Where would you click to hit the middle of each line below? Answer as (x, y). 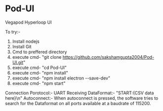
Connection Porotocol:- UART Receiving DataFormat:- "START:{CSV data (80, 93)
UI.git (18, 62)
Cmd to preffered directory (40, 52)
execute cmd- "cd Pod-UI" (39, 68)
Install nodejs (26, 41)
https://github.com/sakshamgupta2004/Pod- (108, 57)
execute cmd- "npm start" (39, 83)
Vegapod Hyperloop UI (28, 22)
